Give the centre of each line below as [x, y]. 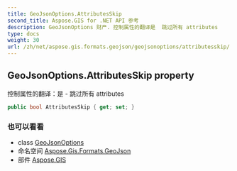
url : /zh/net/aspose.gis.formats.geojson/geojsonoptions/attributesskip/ [119, 47]
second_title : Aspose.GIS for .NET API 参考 [73, 21]
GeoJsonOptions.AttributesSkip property [101, 76]
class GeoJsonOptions [51, 142]
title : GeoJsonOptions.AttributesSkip [65, 14]
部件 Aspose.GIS [42, 160]
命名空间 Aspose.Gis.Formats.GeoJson [74, 150]
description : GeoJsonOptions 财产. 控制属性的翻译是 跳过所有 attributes [113, 27]
